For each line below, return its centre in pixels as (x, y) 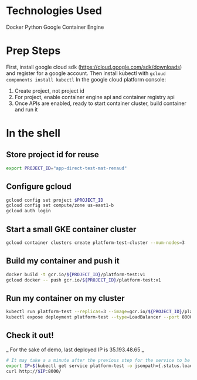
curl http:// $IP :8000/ (34, 371)
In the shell (33, 133)
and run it (26, 109)
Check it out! (30, 335)
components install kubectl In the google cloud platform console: (86, 79)
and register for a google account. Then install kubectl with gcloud (86, 73)
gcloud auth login (28, 211)
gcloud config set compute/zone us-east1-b (60, 206)
